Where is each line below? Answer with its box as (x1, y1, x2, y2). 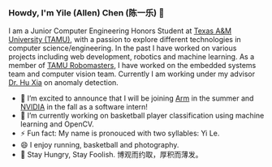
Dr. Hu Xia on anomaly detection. (8, 78, 119, 88)
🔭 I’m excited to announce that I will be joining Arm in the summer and (19, 93, 254, 103)
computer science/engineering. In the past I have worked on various (8, 43, 237, 54)
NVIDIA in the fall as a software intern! (19, 102, 149, 112)
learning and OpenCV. (19, 119, 95, 129)
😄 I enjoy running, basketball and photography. (19, 140, 179, 150)
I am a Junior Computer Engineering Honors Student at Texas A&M (8, 26, 232, 36)
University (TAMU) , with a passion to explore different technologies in (8, 35, 241, 45)
